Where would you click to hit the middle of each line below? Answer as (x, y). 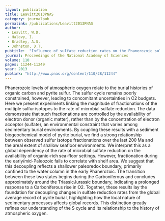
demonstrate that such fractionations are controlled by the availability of (78, 114)
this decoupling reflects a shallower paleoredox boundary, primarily (73, 166)
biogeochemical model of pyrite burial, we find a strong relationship (73, 135)
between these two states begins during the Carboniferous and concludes (80, 176)
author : (13, 28)
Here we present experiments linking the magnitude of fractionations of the (81, 103)
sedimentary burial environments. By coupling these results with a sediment (82, 129)
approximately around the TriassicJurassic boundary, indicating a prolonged (82, 182)
